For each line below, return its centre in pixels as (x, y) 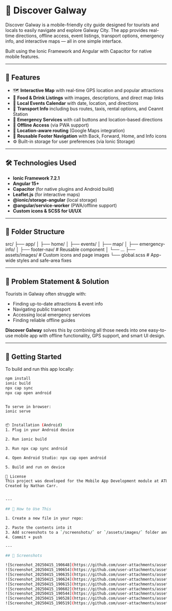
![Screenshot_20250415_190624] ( (40, 579)
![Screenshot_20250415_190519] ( (40, 603)
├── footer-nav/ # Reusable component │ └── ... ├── (78, 249)
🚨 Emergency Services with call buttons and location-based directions (88, 119)
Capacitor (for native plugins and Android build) (63, 189)
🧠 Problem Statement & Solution (57, 282)
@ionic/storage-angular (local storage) (55, 200)
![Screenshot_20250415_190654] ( (40, 570)
